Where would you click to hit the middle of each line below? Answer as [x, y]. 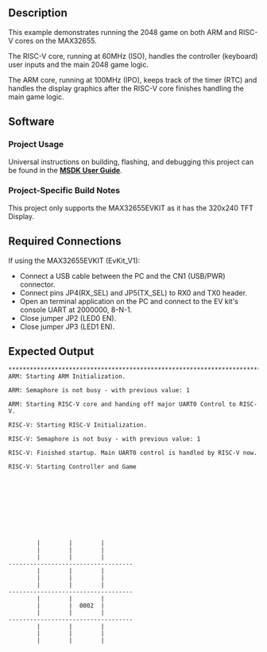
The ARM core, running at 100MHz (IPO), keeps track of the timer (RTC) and [133, 79]
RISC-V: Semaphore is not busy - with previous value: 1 [104, 439]
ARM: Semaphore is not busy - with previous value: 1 [99, 391]
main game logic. [37, 96]
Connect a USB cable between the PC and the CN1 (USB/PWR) [122, 276]
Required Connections [65, 241]
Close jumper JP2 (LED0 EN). [68, 318]
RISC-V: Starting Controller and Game [72, 467]
